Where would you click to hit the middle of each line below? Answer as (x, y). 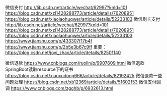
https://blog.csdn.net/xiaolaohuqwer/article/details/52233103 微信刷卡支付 (83, 19)
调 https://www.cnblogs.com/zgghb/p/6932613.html (59, 88)
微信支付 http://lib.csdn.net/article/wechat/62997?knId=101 (66, 7)
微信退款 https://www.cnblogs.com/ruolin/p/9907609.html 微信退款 (75, 63)
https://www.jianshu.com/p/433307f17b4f (49, 41)
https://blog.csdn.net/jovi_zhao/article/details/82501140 (63, 53)
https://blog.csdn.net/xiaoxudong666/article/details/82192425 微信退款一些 (84, 76)
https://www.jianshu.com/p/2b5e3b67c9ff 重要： (56, 47)
